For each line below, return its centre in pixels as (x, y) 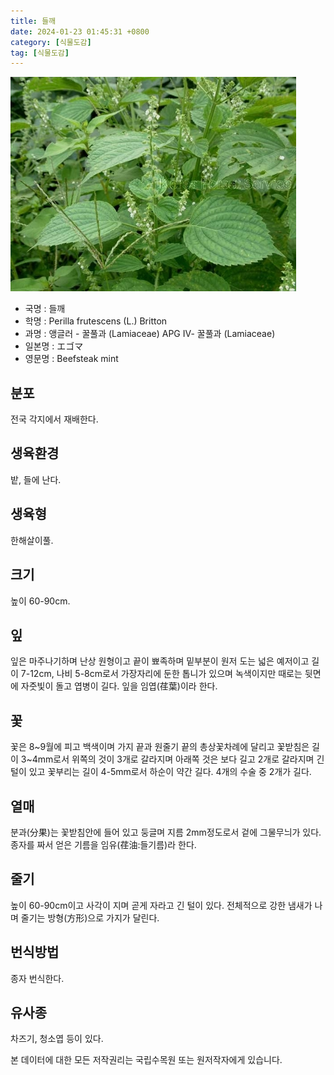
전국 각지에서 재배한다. (54, 419)
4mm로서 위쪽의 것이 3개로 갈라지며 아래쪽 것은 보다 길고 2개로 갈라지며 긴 (178, 759)
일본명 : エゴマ (54, 346)
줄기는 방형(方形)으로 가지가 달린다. (90, 917)
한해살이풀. (32, 540)
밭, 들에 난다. (36, 479)
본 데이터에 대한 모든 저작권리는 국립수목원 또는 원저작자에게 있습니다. (146, 1060)
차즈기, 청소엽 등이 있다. (57, 1039)
